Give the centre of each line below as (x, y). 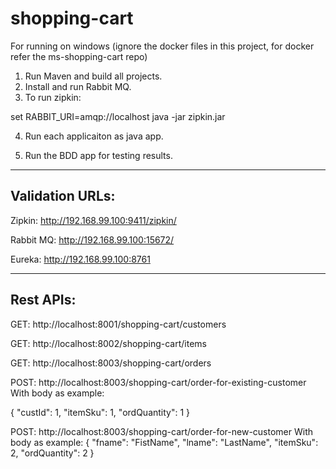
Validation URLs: (63, 196)
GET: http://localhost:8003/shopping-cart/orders (111, 363)
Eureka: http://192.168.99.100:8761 (80, 259)
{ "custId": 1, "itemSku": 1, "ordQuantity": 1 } (100, 412)
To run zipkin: (53, 97)
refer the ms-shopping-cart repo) (79, 56)
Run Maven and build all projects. (93, 76)
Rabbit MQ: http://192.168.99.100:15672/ (92, 239)
